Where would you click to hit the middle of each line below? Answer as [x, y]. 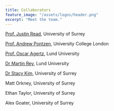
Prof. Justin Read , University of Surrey [45, 34]
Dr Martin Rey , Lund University [37, 64]
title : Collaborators [28, 10]
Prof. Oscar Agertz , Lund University [42, 53]
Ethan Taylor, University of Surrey [40, 93]
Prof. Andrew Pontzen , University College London [57, 44]
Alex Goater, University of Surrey [40, 103]
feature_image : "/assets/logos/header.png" [52, 15]
